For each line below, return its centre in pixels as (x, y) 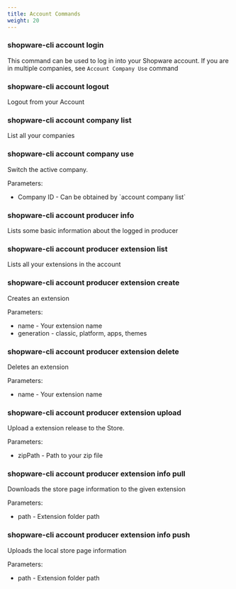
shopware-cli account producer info (71, 215)
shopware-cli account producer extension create (94, 282)
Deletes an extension (38, 367)
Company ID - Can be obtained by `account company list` (102, 197)
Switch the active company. (48, 169)
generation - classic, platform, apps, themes (82, 333)
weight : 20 (23, 21)
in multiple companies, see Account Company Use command (93, 68)
